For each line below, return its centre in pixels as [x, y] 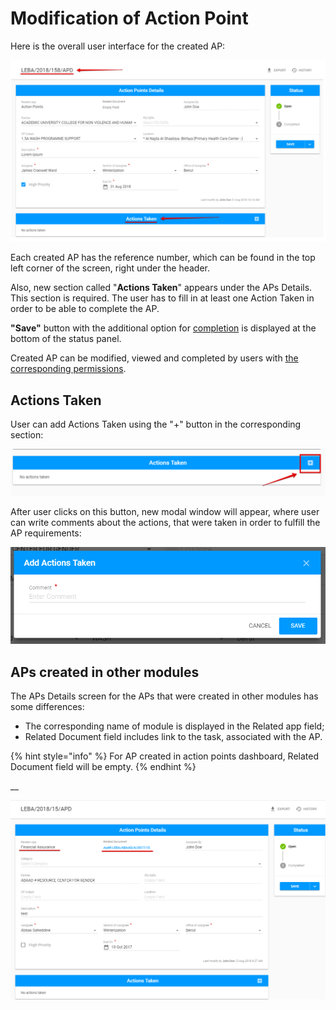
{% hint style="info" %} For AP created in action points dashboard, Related [165, 756]
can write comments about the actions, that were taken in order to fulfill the [165, 522]
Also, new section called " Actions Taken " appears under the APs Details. [161, 288]
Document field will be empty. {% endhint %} [103, 767]
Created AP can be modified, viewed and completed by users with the [154, 358]
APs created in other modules [105, 672]
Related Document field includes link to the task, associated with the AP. [173, 737]
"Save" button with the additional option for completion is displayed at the [163, 328]
